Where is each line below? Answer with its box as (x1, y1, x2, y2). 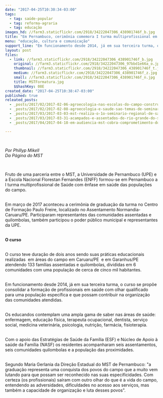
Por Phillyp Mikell (5, 147, 40, 153)
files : (5, 52, 18, 57)
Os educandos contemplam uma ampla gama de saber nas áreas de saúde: (5, 311, 156, 317)
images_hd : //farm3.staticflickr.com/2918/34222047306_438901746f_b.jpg (5, 30, 155, 35)
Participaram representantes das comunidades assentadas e (30, 212, 152, 217)
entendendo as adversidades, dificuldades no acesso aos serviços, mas (5, 382, 149, 388)
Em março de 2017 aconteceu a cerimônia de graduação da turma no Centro (5, 201, 158, 207)
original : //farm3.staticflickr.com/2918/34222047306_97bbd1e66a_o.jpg (14, 61, 162, 66)
